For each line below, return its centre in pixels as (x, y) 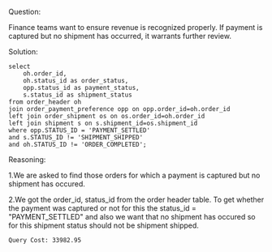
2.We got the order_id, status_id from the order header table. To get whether (136, 199)
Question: (25, 12)
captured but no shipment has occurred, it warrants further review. (120, 36)
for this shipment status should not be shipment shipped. (104, 225)
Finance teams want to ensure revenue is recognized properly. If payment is (136, 27)
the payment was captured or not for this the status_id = (103, 208)
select (19, 66)
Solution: (23, 51)
